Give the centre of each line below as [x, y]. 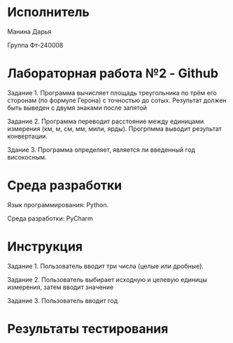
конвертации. [27, 136]
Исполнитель [48, 12]
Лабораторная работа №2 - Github [113, 73]
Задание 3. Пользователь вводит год [63, 300]
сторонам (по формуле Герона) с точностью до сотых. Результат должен [117, 100]
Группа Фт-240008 [35, 45]
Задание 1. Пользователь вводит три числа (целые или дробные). [106, 266]
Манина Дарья [29, 31]
